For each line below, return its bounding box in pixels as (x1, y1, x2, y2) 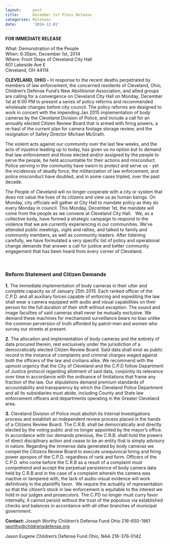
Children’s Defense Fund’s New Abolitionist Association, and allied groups (5, 88, 159, 94)
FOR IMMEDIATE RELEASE (5, 36, 62, 42)
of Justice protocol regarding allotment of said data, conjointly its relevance (5, 368, 163, 374)
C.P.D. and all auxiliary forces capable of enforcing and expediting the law (5, 293, 160, 300)
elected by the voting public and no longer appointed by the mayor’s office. (5, 426, 162, 433)
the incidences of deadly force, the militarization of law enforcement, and (5, 168, 159, 174)
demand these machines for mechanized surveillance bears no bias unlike (5, 315, 160, 321)
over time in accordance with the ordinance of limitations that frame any (5, 373, 156, 379)
